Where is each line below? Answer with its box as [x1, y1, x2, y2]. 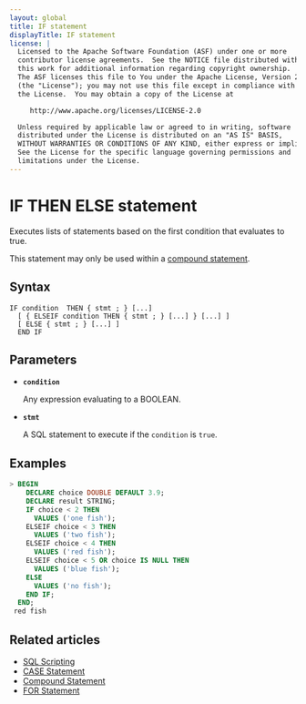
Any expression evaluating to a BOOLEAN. [22, 393, 181, 405]
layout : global [9, 13, 67, 23]
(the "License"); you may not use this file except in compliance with [17, 81, 296, 90]
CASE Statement [22, 666, 86, 677]
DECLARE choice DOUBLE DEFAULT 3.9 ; [25, 488, 166, 497]
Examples [9, 455, 66, 471]
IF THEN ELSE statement [9, 195, 198, 216]
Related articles [9, 632, 100, 648]
